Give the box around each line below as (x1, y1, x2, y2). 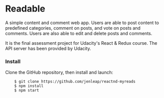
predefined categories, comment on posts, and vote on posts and (5, 25, 141, 31)
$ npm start (14, 88, 39, 93)
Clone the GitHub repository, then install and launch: (5, 69, 113, 75)
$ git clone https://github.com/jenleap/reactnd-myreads (14, 79, 136, 84)
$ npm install (14, 83, 44, 88)
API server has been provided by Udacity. (5, 45, 91, 51)
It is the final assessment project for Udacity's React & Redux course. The (5, 40, 157, 46)
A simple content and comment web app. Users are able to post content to (5, 20, 159, 26)
